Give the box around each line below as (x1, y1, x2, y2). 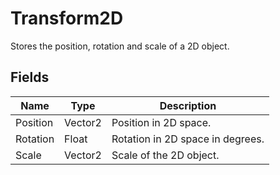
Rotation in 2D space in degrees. (111, 132, 265, 146)
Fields (10, 69, 50, 86)
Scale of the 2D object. (111, 148, 220, 162)
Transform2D (10, 7, 124, 30)
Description (159, 98, 217, 112)
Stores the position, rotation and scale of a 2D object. (10, 40, 230, 52)
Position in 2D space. (111, 115, 212, 129)
